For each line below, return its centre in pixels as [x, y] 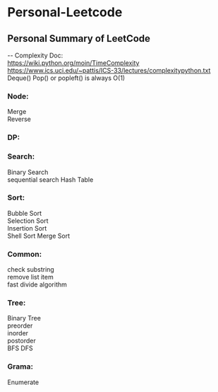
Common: [25, 254]
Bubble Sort [25, 213]
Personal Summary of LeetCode [79, 39]
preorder [20, 325]
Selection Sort [28, 221]
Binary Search [28, 172]
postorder [22, 341]
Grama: [20, 367]
